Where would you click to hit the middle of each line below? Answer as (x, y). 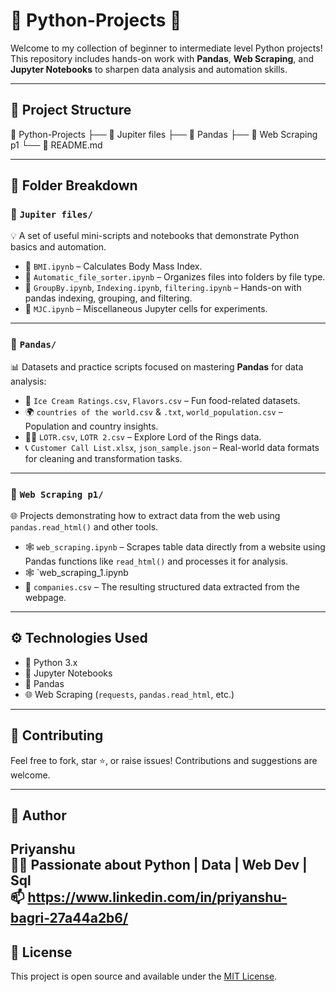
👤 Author (38, 815)
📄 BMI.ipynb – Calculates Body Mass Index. (113, 266)
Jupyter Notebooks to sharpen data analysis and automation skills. (149, 69)
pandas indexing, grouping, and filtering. (108, 298)
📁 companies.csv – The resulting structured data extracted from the (162, 587)
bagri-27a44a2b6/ (69, 918)
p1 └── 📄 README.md (56, 145)
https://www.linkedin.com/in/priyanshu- (157, 897)
